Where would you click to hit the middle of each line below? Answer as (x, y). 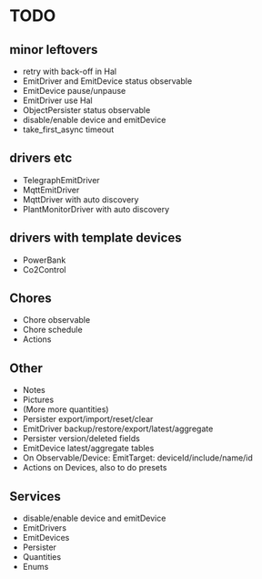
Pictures (38, 400)
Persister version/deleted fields (81, 439)
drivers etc (41, 158)
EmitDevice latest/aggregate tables (88, 449)
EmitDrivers (44, 528)
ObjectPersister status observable (86, 110)
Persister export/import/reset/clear (88, 419)
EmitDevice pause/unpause (74, 91)
